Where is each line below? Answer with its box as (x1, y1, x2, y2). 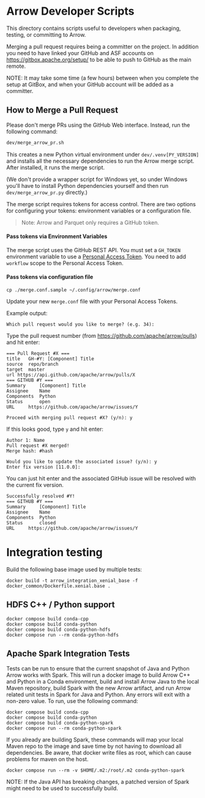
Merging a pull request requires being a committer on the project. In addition (6, 43, 199, 50)
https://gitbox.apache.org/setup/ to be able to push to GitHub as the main (6, 56, 192, 63)
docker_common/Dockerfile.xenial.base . (6, 583, 111, 589)
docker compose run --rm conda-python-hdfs (6, 632, 119, 638)
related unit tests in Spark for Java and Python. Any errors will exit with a (6, 690, 190, 698)
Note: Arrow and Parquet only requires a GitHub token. (21, 218, 160, 226)
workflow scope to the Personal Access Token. (6, 259, 124, 267)
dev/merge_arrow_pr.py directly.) (6, 188, 88, 196)
